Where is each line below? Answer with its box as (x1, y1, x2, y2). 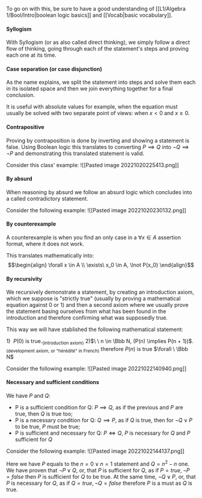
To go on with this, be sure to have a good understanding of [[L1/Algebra (6, 5, 186, 12)
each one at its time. (6, 51, 57, 59)
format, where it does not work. (6, 241, 84, 248)
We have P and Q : (6, 392, 51, 400)
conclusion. (6, 92, 35, 99)
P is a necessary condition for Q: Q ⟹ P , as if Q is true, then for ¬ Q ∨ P (14, 417, 192, 424)
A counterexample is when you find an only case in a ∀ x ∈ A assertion (6, 234, 182, 241)
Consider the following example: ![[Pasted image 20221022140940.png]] (6, 365, 187, 372)
